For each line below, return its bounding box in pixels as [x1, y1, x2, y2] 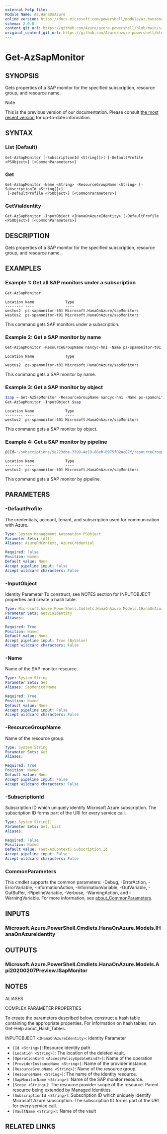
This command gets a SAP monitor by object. [5, 426, 98, 432]
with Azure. [5, 522, 29, 528]
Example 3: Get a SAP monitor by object [5, 384, 103, 391]
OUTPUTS [5, 946, 37, 954]
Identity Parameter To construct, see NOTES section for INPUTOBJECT [5, 591, 151, 597]
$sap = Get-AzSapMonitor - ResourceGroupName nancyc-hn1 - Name [5, 395, 137, 400]
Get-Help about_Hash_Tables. [5, 1025, 66, 1031]
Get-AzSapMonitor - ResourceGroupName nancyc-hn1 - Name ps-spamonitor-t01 [5, 345, 162, 350]
